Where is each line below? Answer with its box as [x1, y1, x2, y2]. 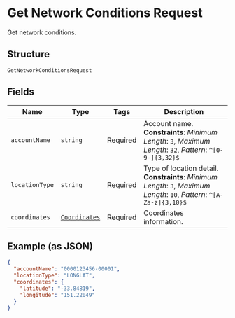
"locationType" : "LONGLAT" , [13, 272, 96, 279]
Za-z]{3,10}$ [143, 198, 187, 206]
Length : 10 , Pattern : [143, 189, 208, 199]
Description [164, 106, 204, 116]
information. [143, 216, 183, 226]
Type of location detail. [143, 163, 219, 173]
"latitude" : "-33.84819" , [20, 285, 96, 292]
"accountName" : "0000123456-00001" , [13, 265, 120, 272]
